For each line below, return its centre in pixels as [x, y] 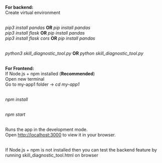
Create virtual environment [33, 13]
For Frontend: [20, 68]
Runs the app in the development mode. [46, 129]
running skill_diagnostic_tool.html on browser [52, 155]
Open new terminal [25, 79]
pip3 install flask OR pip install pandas [45, 33]
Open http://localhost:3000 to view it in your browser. [61, 135]
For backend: [19, 7]
